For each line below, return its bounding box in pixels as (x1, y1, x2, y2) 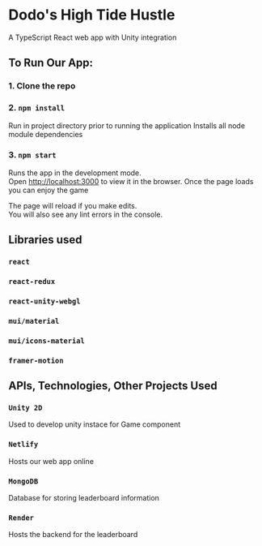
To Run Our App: (8, 56, 94, 70)
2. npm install (8, 102, 65, 114)
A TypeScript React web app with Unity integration (8, 32, 177, 42)
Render (8, 513, 35, 522)
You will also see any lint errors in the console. (8, 209, 163, 219)
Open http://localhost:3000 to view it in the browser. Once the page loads (8, 176, 254, 186)
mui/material (8, 316, 60, 325)
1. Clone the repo (8, 80, 76, 92)
